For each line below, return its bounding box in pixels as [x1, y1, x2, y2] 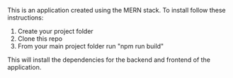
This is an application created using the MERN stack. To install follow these [7, 6, 227, 14]
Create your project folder [17, 27, 93, 35]
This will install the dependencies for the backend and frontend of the [7, 56, 211, 64]
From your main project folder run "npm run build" [17, 42, 164, 50]
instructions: [7, 13, 44, 22]
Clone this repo [17, 34, 62, 43]
